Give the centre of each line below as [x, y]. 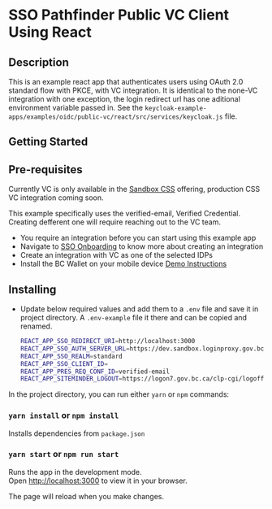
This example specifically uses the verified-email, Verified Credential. [125, 214]
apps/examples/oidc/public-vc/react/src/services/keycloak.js [116, 117]
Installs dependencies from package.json [77, 433]
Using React [50, 32]
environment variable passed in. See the [76, 108]
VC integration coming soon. [56, 198]
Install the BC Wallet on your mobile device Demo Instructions [123, 264]
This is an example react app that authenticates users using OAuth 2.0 [126, 82]
